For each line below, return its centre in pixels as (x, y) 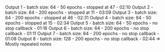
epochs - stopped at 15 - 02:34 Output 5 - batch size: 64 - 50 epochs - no (82, 23)
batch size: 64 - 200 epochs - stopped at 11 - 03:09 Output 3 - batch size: (81, 12)
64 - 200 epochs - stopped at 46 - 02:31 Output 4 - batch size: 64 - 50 (78, 18)
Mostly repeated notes (28, 44)
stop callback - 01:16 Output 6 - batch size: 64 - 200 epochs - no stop (77, 28)
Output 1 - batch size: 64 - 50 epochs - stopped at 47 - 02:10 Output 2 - (79, 7)
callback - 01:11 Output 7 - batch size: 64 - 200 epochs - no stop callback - (82, 33)
